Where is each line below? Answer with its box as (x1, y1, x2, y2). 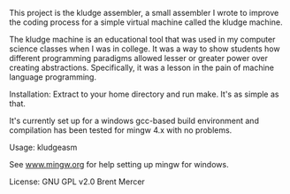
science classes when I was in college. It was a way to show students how (9, 43, 280, 54)
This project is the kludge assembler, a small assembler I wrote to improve (9, 8, 279, 18)
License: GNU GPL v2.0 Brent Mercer (9, 176, 146, 187)
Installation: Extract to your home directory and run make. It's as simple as (9, 89, 279, 99)
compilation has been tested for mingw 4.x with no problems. (9, 125, 233, 136)
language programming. (9, 72, 97, 82)
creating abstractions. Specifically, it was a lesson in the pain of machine (9, 62, 274, 73)
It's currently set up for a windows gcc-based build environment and (9, 115, 259, 126)
